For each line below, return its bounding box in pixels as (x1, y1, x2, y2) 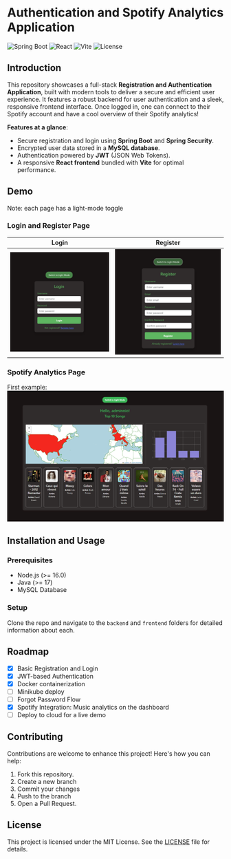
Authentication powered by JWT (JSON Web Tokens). (16, 151, 170, 159)
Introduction (7, 62, 62, 74)
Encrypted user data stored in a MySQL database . (16, 143, 160, 152)
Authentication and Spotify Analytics (7, 5, 224, 21)
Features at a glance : (7, 123, 69, 131)
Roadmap (7, 646, 49, 658)
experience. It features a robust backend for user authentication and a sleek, (7, 95, 224, 103)
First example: (7, 383, 47, 392)
